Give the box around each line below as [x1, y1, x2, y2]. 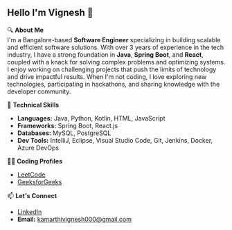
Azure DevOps [17, 143, 60, 152]
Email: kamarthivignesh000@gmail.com [17, 215, 132, 223]
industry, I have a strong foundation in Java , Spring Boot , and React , [7, 50, 204, 59]
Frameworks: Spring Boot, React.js [17, 121, 118, 130]
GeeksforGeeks [17, 177, 62, 186]
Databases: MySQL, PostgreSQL [17, 129, 111, 137]
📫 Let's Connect [7, 191, 57, 200]
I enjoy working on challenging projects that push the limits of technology [7, 65, 217, 73]
